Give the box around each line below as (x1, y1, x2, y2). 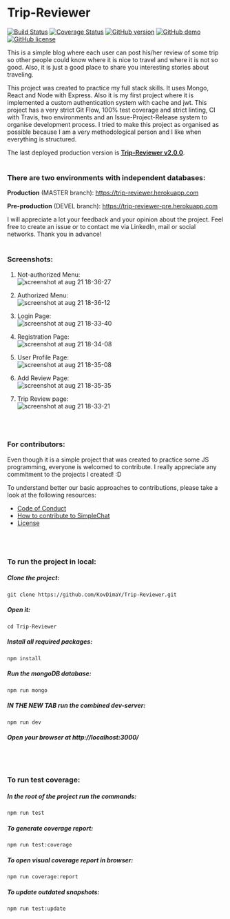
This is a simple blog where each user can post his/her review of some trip (7, 48, 219, 57)
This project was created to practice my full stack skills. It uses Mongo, (7, 83, 209, 92)
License (17, 519, 40, 527)
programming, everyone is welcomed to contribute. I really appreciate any (7, 462, 217, 471)
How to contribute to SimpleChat (17, 511, 110, 520)
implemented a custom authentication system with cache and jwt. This (7, 98, 207, 106)
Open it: (7, 606, 31, 614)
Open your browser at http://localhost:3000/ (7, 733, 139, 742)
